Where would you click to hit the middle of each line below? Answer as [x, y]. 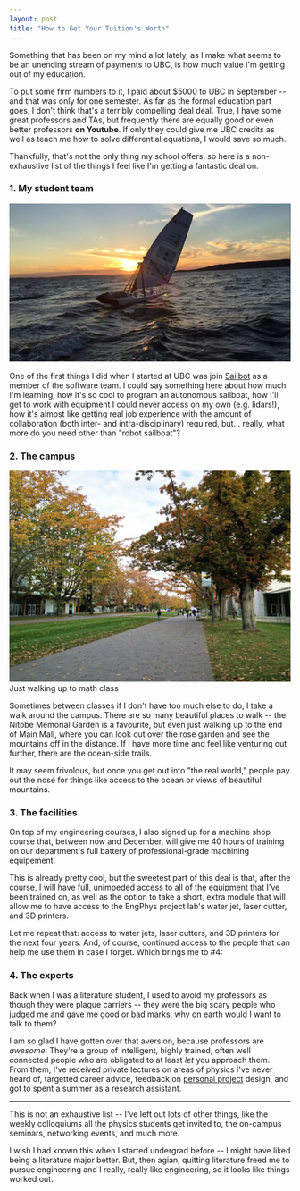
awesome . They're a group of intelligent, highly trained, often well [130, 1050]
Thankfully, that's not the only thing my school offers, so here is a [129, 156]
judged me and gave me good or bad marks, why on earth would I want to [145, 1014]
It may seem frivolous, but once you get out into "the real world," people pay [150, 771]
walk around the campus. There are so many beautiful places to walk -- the [148, 715]
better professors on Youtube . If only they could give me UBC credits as [142, 129]
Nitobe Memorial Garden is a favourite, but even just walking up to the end [146, 725]
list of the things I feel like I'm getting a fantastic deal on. [154, 165]
